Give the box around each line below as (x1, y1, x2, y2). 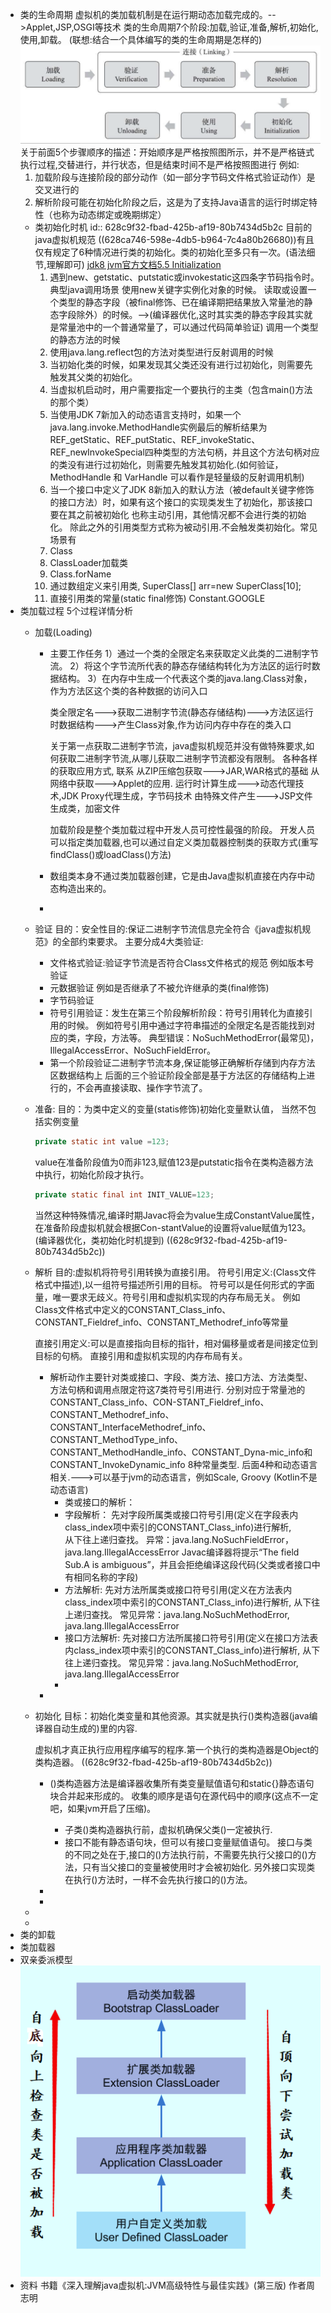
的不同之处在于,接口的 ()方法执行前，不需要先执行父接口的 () (64, 1848, 308, 1860)
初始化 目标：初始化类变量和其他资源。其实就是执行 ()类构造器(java (34, 1709, 310, 1722)
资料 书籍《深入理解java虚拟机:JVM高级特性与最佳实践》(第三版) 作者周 (19, 2279, 315, 2291)
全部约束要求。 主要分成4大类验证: (61, 936, 204, 948)
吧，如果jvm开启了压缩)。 (49, 1802, 157, 1814)
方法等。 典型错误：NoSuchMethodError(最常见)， (111, 1032, 320, 1044)
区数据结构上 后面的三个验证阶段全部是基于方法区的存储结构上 (49, 1069, 307, 1082)
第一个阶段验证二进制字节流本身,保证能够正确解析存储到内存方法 (49, 1057, 316, 1069)
